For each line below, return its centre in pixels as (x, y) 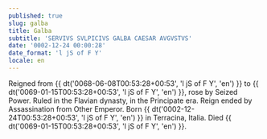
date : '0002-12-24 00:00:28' (57, 46)
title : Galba (30, 31)
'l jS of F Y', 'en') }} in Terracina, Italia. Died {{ (156, 117)
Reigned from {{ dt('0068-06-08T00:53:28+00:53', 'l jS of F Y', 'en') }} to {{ (133, 83)
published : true (35, 16)
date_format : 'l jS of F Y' (55, 53)
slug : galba (28, 23)
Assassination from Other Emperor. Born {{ (79, 108)
